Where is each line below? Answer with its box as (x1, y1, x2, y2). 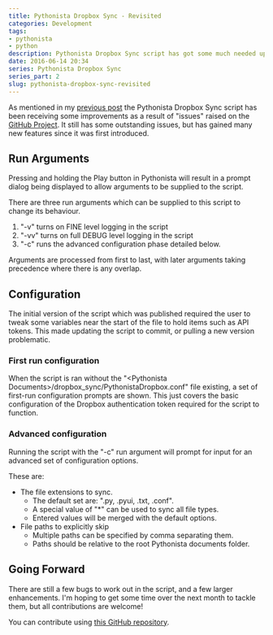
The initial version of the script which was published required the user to (8, 309, 251, 319)
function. (8, 408, 39, 418)
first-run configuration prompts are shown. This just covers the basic (8, 391, 240, 401)
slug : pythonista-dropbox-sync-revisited (8, 80, 151, 88)
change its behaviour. (8, 207, 81, 216)
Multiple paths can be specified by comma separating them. (32, 530, 234, 540)
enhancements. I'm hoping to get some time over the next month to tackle (8, 593, 256, 602)
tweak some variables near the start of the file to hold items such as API (8, 318, 249, 328)
